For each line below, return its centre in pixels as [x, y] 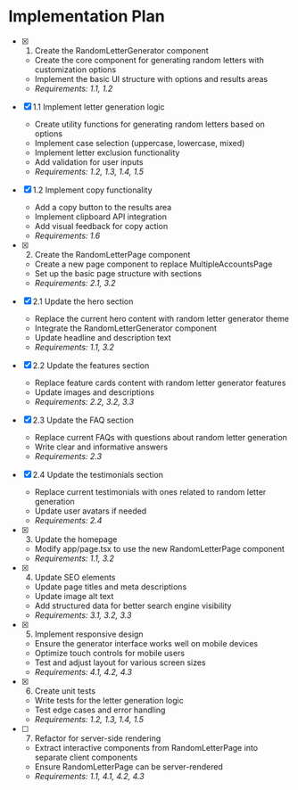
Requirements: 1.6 [67, 235]
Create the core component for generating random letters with [149, 60]
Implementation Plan [87, 16]
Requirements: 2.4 [68, 520]
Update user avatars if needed [91, 511]
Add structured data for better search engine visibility [133, 605]
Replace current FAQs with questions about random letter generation [161, 437]
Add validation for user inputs [89, 161]
